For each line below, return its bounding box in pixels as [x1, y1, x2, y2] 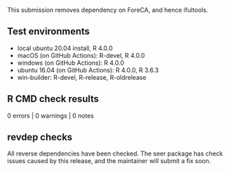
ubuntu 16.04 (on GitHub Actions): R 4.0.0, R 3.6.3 [17, 65, 159, 74]
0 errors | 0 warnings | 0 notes [7, 111, 95, 120]
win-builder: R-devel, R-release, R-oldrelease [17, 73, 146, 81]
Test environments [7, 25, 90, 37]
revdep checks [7, 131, 73, 143]
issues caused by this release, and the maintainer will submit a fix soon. [7, 157, 211, 165]
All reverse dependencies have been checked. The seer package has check [7, 149, 223, 158]
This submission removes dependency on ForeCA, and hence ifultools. [7, 6, 209, 14]
